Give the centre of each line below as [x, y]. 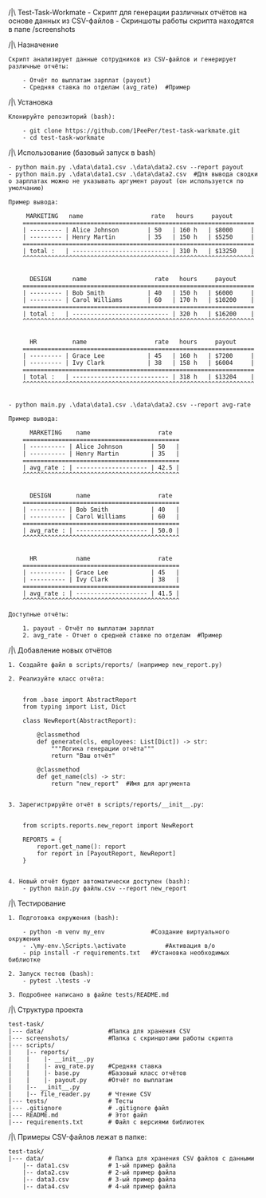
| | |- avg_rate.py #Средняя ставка [85, 1066]
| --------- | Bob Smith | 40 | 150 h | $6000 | [139, 293]
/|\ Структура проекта [46, 1010]
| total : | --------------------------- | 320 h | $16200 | [139, 314]
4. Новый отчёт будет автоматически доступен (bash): [100, 882]
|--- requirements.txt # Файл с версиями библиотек [106, 1122]
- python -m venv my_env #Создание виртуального [126, 932]
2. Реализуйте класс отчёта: [57, 679]
